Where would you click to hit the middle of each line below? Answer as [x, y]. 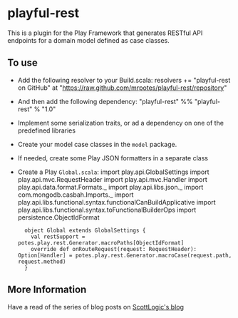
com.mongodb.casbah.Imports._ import [76, 195]
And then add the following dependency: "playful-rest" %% [105, 101]
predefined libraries [47, 130]
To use [22, 63]
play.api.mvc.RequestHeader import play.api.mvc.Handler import [113, 179]
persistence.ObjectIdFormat [58, 217]
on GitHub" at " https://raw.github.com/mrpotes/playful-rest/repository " [122, 88]
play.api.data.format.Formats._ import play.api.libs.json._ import [110, 187]
